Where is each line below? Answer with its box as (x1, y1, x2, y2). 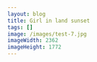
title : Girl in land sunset (7, 17, 91, 24)
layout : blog (7, 10, 46, 18)
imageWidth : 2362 (7, 37, 59, 44)
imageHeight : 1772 (7, 43, 62, 51)
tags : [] (7, 24, 33, 31)
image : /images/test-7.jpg (7, 30, 87, 38)
